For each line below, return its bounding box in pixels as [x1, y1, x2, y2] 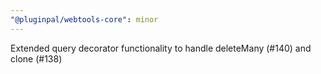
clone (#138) [10, 52, 63, 65]
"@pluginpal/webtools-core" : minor [10, 14, 159, 25]
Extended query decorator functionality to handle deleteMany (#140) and [10, 42, 312, 54]
